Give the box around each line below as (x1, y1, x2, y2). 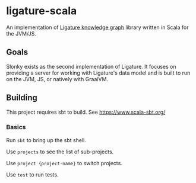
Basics (6, 123, 26, 131)
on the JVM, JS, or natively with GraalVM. (6, 75, 109, 82)
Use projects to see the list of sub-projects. (6, 148, 114, 155)
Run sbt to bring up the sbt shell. (6, 136, 86, 143)
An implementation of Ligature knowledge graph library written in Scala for (6, 24, 189, 31)
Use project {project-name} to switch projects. (6, 159, 123, 166)
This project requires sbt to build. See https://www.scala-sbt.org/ (6, 108, 166, 115)
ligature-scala (6, 4, 77, 18)
